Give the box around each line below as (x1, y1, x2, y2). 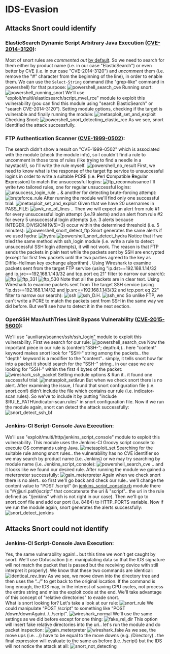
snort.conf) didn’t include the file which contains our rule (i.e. (5, 388, 133, 394)
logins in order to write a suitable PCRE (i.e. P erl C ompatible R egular (5, 173, 148, 179)
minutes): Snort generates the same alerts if (5, 228, 162, 234)
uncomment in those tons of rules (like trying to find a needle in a (5, 157, 142, 163)
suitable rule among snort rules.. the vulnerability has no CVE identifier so (5, 450, 159, 456)
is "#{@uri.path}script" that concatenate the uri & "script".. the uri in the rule (5, 488, 164, 494)
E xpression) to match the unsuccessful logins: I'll (5, 179, 155, 185)
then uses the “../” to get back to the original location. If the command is (5, 578, 156, 584)
